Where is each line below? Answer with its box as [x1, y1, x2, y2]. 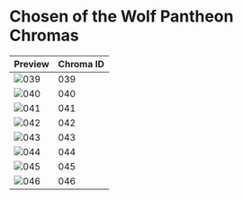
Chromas [9, 25, 79, 46]
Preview [13, 57, 49, 70]
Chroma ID [58, 57, 105, 70]
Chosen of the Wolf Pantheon [9, 6, 234, 27]
